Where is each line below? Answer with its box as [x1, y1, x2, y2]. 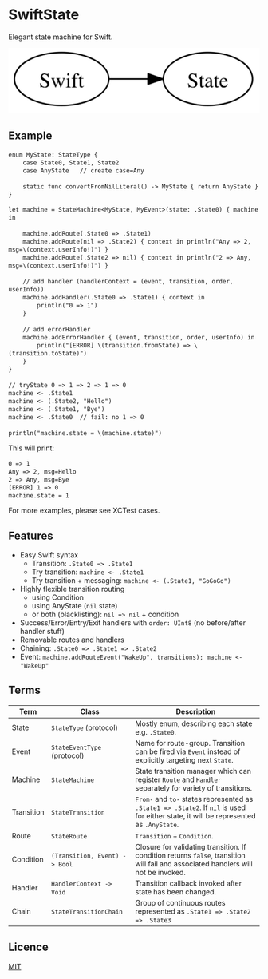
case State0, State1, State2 [22, 159, 120, 167]
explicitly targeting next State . [135, 755, 234, 764]
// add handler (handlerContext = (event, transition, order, [22, 278, 234, 286]
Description [175, 707, 216, 716]
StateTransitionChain [51, 908, 124, 916]
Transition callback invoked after [135, 878, 242, 888]
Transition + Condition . [135, 830, 214, 840]
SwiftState [8, 6, 80, 24]
